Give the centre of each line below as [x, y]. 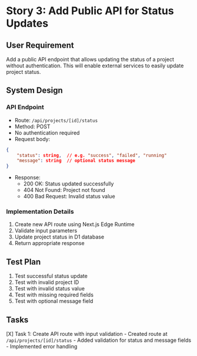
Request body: [32, 139]
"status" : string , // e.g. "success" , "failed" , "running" [92, 155]
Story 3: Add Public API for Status [90, 11]
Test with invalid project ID [47, 282]
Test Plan [24, 262]
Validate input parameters [46, 231]
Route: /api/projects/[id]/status [56, 120]
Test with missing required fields [54, 295]
